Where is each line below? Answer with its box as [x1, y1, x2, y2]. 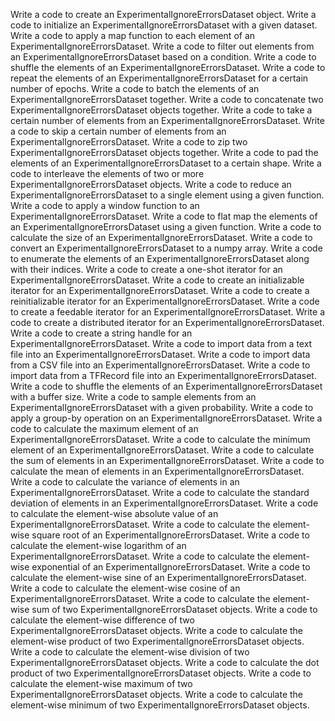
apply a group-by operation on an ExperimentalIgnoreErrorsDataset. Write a [10, 412, 323, 424]
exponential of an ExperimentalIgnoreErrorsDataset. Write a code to [31, 561, 311, 573]
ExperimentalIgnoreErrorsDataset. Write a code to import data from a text [10, 338, 313, 349]
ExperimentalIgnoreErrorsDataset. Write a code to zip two [10, 136, 248, 148]
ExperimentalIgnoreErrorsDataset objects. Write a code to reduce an [10, 179, 292, 190]
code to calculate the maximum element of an [10, 423, 199, 434]
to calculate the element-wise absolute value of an [10, 508, 219, 519]
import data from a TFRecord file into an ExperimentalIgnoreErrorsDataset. [10, 370, 317, 381]
